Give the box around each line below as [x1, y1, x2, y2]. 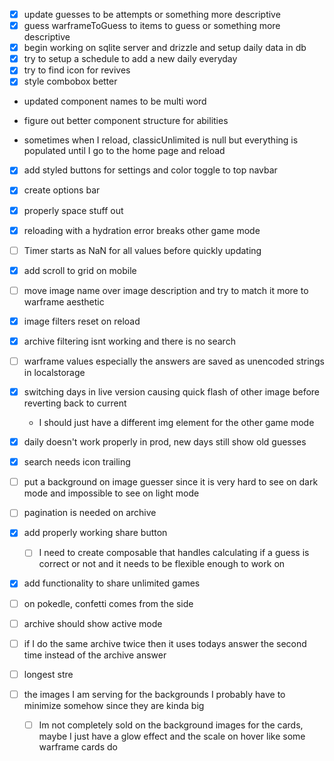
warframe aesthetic [23, 295, 105, 308]
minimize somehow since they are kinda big [23, 699, 205, 711]
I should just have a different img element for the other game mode [38, 417, 315, 429]
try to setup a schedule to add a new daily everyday [23, 53, 238, 65]
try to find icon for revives [23, 64, 131, 76]
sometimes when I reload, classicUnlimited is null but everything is [23, 134, 299, 146]
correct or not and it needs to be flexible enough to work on [38, 558, 286, 570]
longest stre [23, 668, 74, 680]
